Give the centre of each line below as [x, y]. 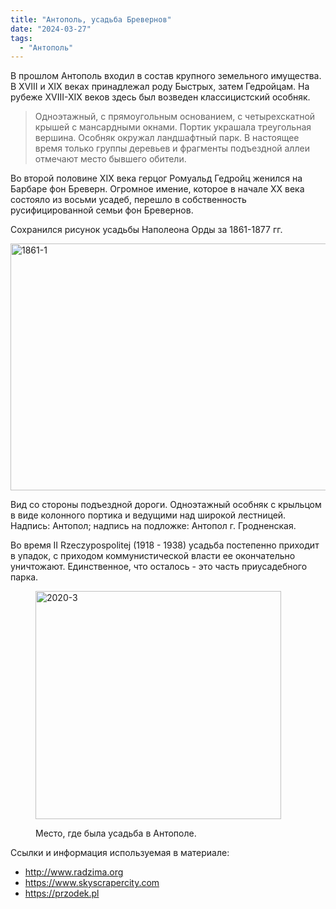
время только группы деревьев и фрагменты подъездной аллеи [172, 148]
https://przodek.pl [62, 893]
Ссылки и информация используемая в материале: [120, 853]
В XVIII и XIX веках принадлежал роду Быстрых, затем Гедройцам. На [160, 87]
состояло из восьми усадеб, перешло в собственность [128, 200]
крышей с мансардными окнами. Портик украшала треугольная [173, 127]
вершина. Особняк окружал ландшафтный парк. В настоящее [167, 138]
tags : [21, 38]
